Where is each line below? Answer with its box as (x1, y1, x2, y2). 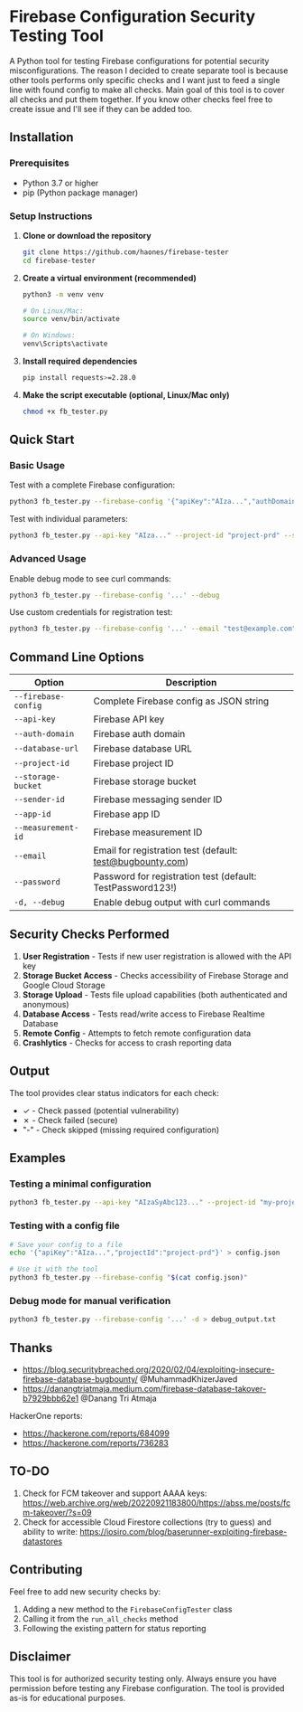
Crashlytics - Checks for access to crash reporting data (22, 1037, 232, 1048)
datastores (22, 1536, 63, 1546)
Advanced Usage (9, 553, 87, 565)
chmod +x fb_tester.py (22, 407, 108, 416)
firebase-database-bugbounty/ (22, 1374, 138, 1385)
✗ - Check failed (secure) (22, 1114, 119, 1125)
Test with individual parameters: (9, 514, 129, 525)
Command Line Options (9, 649, 144, 665)
